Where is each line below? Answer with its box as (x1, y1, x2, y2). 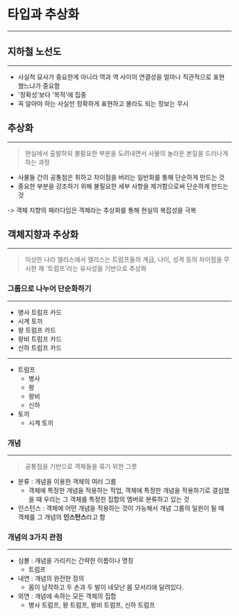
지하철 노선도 (7, 45, 62, 58)
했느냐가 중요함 (17, 81, 60, 90)
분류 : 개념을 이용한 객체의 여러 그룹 (17, 477, 117, 485)
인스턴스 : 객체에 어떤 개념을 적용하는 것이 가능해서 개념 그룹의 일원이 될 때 (17, 504, 225, 512)
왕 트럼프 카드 (17, 325, 56, 334)
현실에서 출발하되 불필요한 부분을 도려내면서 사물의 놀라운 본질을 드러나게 (24, 148, 229, 157)
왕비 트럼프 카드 (17, 335, 62, 343)
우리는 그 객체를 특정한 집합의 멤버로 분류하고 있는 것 (43, 495, 190, 503)
